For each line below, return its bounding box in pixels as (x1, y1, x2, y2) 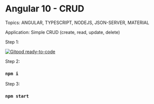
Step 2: (5, 58, 20, 64)
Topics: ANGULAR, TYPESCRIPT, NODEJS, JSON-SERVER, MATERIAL (5, 19, 149, 25)
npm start (5, 93, 29, 99)
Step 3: (5, 81, 20, 87)
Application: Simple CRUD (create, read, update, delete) (5, 29, 120, 35)
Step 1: (5, 38, 19, 45)
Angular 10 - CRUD (5, 3, 84, 14)
